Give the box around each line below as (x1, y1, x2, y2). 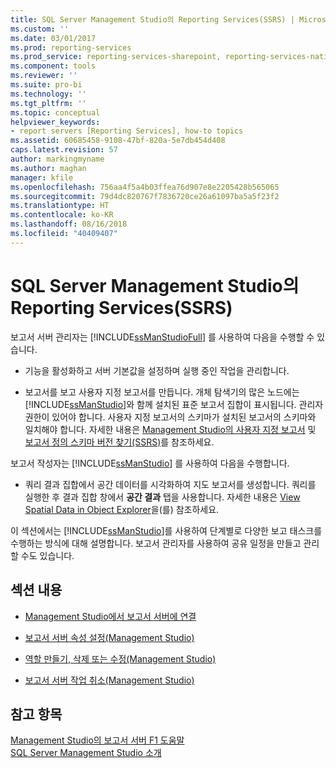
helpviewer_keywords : (10, 117, 101, 127)
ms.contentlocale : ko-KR (10, 210, 114, 220)
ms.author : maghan (10, 163, 87, 173)
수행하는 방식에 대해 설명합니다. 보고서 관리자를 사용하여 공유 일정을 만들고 (10, 537, 302, 549)
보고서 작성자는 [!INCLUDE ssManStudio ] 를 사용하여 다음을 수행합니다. (10, 457, 290, 469)
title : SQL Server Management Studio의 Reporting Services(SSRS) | (10, 14, 295, 25)
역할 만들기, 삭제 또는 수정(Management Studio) (24, 652, 217, 665)
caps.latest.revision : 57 (10, 145, 118, 155)
